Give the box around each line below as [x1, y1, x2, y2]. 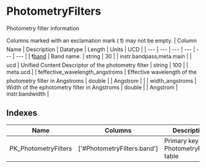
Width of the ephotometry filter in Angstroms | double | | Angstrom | [6, 83, 178, 91]
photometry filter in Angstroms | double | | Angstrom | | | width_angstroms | [6, 77, 197, 84]
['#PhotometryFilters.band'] [77, 144, 158, 153]
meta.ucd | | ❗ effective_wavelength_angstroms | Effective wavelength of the [6, 68, 197, 75]
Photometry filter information [6, 25, 80, 32]
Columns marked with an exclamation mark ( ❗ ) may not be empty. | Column [6, 37, 197, 44]
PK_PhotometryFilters [9, 144, 72, 153]
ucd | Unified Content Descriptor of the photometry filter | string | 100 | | [6, 61, 189, 69]
